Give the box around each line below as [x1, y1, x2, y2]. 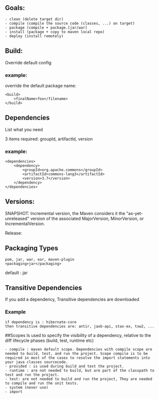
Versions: [5, 198, 35, 206]
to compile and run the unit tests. [5, 381, 79, 385]
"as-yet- [126, 210, 144, 216]
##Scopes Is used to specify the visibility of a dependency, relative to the [5, 332, 151, 338]
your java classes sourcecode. [5, 359, 68, 365]
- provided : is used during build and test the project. [5, 364, 124, 368]
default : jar [5, 270, 28, 276]
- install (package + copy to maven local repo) [5, 29, 105, 34]
